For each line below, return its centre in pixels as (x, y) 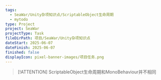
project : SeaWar (22, 29)
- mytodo (19, 19)
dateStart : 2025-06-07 (29, 43)
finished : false (22, 52)
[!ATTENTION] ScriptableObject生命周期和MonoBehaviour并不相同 (87, 72)
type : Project (20, 24)
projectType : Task (24, 33)
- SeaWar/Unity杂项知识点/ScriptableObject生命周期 (62, 15)
